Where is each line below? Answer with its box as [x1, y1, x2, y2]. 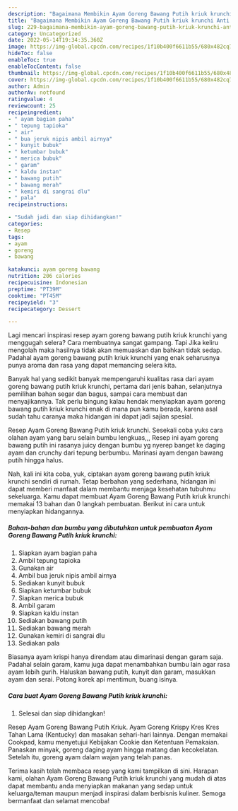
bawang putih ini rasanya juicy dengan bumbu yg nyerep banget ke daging [8, 441, 225, 450]
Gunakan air [18, 564, 54, 573]
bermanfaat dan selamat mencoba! [8, 797, 110, 805]
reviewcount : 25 [8, 103, 56, 110]
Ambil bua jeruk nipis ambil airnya [18, 571, 117, 580]
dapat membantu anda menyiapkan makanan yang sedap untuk [8, 782, 194, 790]
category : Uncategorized [8, 30, 81, 37]
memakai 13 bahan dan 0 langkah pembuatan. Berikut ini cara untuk [8, 500, 206, 508]
